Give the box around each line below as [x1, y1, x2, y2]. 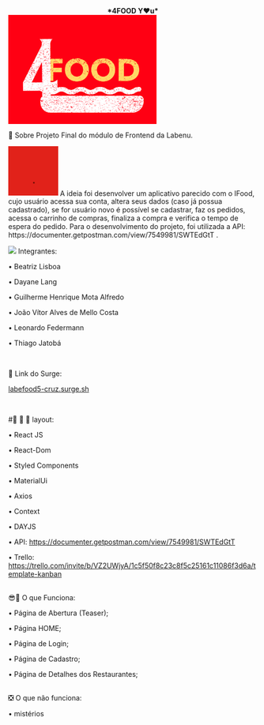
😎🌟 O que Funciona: [8, 593, 76, 603]
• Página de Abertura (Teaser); [8, 608, 109, 618]
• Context [8, 507, 40, 517]
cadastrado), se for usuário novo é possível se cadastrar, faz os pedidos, [8, 205, 246, 215]
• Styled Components [8, 460, 79, 471]
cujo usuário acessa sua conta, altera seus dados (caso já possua [8, 197, 223, 206]
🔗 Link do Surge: [8, 369, 62, 378]
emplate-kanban [8, 569, 62, 579]
